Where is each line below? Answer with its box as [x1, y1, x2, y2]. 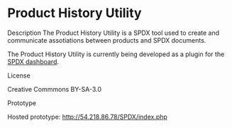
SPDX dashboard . [7, 57, 59, 65]
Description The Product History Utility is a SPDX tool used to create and [7, 28, 220, 37]
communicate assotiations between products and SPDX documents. [7, 36, 206, 44]
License [7, 71, 31, 80]
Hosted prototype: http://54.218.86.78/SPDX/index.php [7, 112, 168, 121]
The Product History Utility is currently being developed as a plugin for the [7, 50, 225, 58]
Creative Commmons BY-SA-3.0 [7, 85, 101, 93]
